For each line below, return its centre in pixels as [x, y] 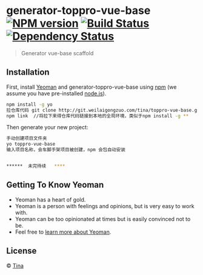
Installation [28, 73]
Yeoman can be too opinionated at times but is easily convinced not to [103, 219]
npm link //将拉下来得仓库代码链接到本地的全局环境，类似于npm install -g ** [98, 116]
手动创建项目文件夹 [27, 138]
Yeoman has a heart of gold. [50, 199]
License [22, 251]
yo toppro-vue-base [31, 144]
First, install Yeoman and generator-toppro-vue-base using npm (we [92, 87]
